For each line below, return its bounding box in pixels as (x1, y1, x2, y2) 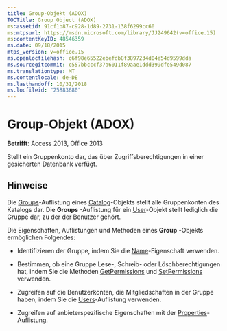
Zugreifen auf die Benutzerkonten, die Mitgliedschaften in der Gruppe (16, 288, 214, 296)
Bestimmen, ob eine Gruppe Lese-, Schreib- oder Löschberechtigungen (16, 259, 221, 268)
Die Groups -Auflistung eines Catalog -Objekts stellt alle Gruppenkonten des (7, 197, 219, 206)
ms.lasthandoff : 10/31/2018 (7, 81, 88, 87)
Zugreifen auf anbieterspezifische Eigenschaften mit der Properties (16, 308, 208, 317)
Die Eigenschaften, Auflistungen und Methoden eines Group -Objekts (7, 226, 204, 234)
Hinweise (7, 180, 48, 191)
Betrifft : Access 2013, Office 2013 (7, 139, 104, 148)
